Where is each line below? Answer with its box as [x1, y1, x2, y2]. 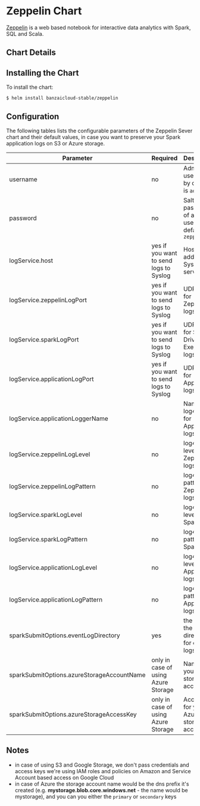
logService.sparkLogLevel [9, 510, 82, 519]
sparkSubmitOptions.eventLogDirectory [9, 631, 120, 639]
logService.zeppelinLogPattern [9, 482, 96, 490]
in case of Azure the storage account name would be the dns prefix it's [14, 780, 189, 788]
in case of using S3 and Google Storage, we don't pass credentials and [14, 761, 189, 768]
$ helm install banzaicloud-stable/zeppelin [6, 95, 118, 101]
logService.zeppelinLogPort [9, 296, 87, 304]
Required [151, 154, 178, 162]
